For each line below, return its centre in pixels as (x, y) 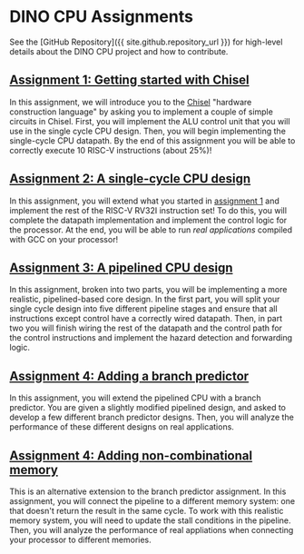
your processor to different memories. (80, 539)
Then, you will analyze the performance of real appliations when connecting (152, 530)
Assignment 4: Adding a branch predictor (129, 376)
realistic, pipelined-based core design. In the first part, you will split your (145, 299)
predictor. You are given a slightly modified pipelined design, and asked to (147, 408)
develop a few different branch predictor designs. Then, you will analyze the (152, 417)
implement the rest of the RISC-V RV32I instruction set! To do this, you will (148, 210)
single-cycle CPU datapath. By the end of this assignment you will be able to (152, 140)
